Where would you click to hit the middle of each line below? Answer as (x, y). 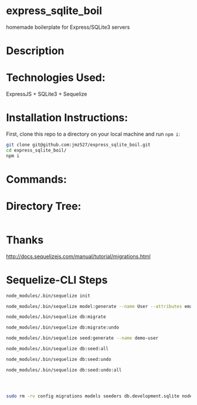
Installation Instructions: (67, 118)
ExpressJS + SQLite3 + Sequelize (47, 94)
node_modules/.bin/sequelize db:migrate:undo (62, 327)
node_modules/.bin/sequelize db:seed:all (57, 349)
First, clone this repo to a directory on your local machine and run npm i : (93, 134)
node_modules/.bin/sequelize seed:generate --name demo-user (82, 338)
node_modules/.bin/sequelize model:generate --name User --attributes (94, 306)
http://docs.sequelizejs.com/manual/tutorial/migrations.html (78, 256)
